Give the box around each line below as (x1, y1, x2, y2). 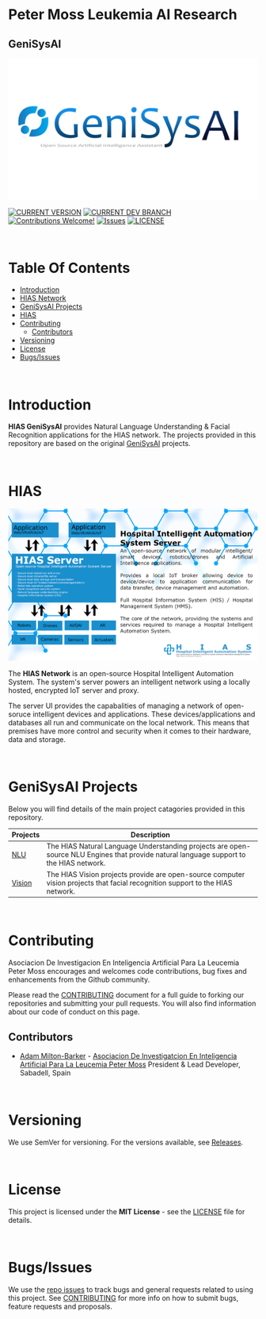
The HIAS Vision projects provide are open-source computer (46, 869, 245, 879)
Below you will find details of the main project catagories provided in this (8, 804, 245, 813)
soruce (8, 709, 32, 719)
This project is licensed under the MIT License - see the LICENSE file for (8, 1206, 245, 1216)
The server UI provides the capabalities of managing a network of (8, 701, 223, 710)
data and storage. (8, 734, 66, 744)
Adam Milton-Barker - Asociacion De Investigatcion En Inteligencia (19, 1051, 237, 1060)
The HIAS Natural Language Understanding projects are (46, 841, 228, 851)
